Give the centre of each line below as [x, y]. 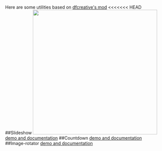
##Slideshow [19, 133]
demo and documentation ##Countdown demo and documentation [74, 138]
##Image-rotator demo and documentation [49, 143]
